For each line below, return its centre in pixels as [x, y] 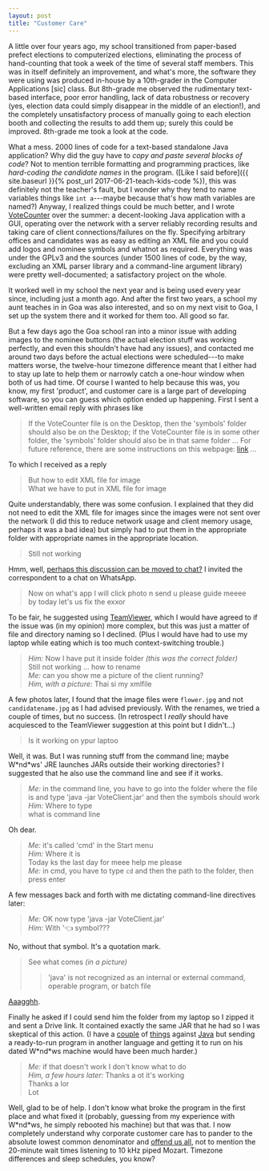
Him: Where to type [60, 806]
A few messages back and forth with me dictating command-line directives [132, 894]
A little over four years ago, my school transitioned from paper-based [122, 46]
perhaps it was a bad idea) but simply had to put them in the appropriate [127, 529]
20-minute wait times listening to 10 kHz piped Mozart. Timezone [116, 1150]
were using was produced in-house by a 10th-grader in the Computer [123, 80]
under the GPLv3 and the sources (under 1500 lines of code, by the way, [128, 257]
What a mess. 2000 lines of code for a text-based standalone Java [118, 147]
